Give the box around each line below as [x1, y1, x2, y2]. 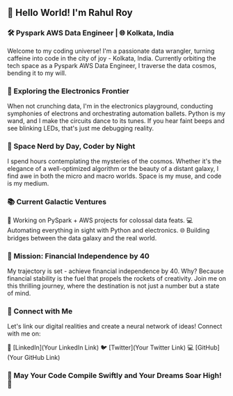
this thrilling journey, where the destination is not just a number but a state [7, 281, 220, 290]
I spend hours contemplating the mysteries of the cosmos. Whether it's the [7, 157, 222, 165]
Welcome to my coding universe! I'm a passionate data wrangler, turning [7, 47, 215, 55]
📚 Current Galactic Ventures [7, 197, 106, 207]
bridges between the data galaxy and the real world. [7, 233, 157, 242]
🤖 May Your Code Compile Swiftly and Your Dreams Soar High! [7, 371, 222, 381]
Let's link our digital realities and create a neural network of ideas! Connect [7, 322, 223, 331]
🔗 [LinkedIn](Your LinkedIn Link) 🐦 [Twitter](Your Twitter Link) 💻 [7, 343, 194, 352]
